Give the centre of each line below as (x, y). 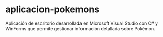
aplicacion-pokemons (52, 9)
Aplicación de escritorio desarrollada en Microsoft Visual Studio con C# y (82, 23)
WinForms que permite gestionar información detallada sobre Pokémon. (80, 28)
